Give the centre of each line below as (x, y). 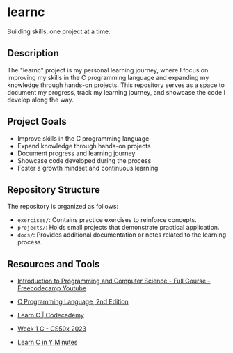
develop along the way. (41, 100)
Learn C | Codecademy (51, 315)
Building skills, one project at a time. (59, 31)
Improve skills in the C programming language (83, 138)
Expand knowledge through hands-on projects (84, 146)
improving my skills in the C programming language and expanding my (108, 77)
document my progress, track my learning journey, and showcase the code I (116, 92)
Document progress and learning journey (76, 153)
